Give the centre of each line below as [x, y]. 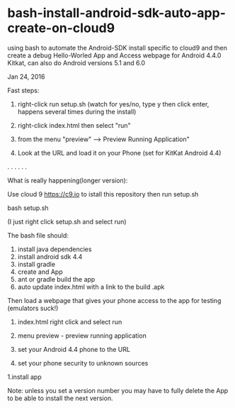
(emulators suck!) [33, 308]
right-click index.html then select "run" [74, 125]
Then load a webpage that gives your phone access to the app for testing [114, 300]
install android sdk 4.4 [50, 256]
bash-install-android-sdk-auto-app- [117, 13]
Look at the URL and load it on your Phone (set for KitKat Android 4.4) [119, 153]
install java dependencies [55, 249]
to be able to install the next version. [60, 398]
